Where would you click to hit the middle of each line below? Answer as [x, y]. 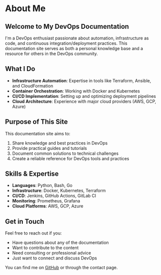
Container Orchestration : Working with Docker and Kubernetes [76, 91]
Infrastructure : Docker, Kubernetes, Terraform [59, 191]
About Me [25, 9]
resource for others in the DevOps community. [52, 54]
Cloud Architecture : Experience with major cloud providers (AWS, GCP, [84, 101]
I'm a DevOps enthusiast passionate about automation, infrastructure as [77, 38]
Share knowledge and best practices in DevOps [60, 143]
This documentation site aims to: [38, 133]
